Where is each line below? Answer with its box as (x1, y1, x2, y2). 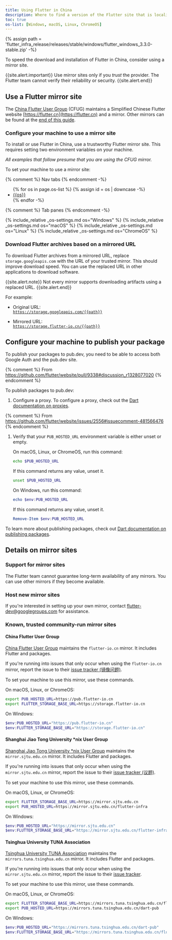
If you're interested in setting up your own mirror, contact (5, 602, 126, 609)
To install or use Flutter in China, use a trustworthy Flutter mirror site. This (5, 141, 161, 148)
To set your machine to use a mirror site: (5, 166, 91, 173)
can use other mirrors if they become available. (5, 578, 105, 584)
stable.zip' (5, 47, 27, 53)
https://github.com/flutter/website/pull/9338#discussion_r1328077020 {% (5, 372, 162, 378)
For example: (5, 294, 33, 300)
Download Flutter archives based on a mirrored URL (5, 241, 136, 248)
